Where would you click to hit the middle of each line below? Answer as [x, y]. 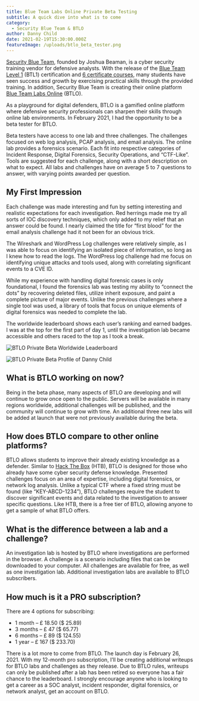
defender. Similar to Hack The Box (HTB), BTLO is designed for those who [97, 466]
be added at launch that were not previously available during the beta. [92, 418]
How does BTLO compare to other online [83, 436]
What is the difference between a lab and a [87, 529]
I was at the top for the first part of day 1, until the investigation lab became [98, 330]
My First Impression [44, 192]
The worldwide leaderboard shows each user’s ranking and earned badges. [99, 323]
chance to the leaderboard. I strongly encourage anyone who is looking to [97, 678]
